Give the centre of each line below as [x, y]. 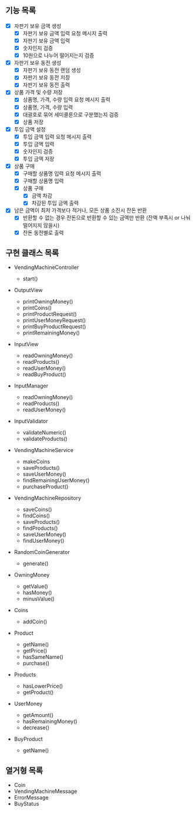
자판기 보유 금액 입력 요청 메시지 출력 [65, 33]
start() [30, 279]
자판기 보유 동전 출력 [46, 85]
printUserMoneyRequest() [54, 320]
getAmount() [38, 715]
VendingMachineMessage [45, 791]
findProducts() [40, 528]
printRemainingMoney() [51, 333]
